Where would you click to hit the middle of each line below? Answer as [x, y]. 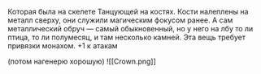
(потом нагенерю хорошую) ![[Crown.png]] [82, 61]
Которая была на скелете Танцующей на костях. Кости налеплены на [128, 12]
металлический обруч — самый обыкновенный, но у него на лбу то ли [130, 29]
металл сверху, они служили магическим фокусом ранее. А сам [120, 20]
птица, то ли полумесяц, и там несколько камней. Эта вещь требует [126, 37]
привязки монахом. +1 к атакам [63, 46]
